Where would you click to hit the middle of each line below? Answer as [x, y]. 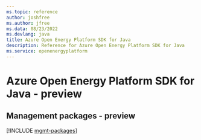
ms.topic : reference [32, 12]
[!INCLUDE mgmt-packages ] [42, 130]
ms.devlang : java [28, 34]
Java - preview [44, 94]
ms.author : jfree [28, 23]
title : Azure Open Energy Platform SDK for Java [69, 40]
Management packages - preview [71, 116]
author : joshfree [28, 17]
